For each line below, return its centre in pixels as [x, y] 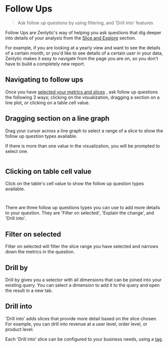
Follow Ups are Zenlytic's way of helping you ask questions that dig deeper [83, 32]
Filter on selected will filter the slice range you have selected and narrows [82, 246]
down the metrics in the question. [40, 252]
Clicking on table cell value [48, 171]
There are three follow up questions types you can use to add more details [83, 208]
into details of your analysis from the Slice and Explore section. [71, 38]
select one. [17, 151]
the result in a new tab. [29, 290]
